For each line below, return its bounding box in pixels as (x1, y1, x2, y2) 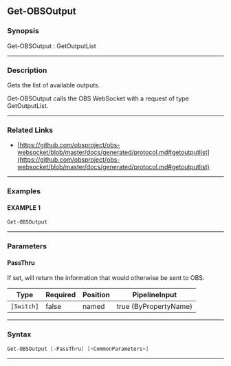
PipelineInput (132, 290, 177, 300)
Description (7, 65, 47, 75)
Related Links (7, 125, 54, 135)
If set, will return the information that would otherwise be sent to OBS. (7, 274, 205, 282)
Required (45, 290, 76, 300)
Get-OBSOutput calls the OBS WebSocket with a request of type (7, 94, 189, 103)
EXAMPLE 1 (7, 203, 41, 212)
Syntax (7, 330, 32, 339)
